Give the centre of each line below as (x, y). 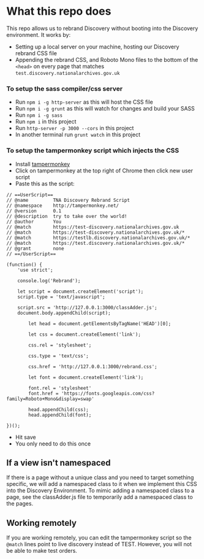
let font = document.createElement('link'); (86, 377)
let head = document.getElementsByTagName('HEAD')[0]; (100, 323)
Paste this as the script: (45, 183)
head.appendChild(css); (59, 409)
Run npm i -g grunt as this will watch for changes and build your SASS (105, 109)
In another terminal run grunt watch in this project (78, 135)
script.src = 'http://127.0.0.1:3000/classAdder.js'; (87, 307)
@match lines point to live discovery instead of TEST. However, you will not (99, 544)
